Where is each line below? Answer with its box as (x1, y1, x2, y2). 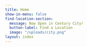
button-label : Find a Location (9, 25, 73, 30)
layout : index (5, 35, 34, 40)
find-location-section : (5, 16, 53, 21)
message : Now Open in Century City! (9, 21, 84, 26)
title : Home (5, 7, 29, 12)
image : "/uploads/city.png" (9, 30, 67, 35)
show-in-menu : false (5, 12, 47, 17)
